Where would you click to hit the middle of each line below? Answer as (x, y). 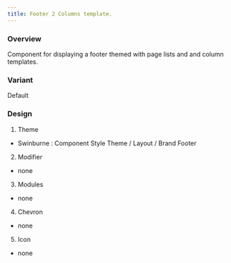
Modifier (30, 157)
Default (18, 96)
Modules (30, 184)
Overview (24, 38)
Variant (20, 80)
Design (20, 114)
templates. (23, 62)
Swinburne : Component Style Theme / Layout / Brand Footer (107, 143)
